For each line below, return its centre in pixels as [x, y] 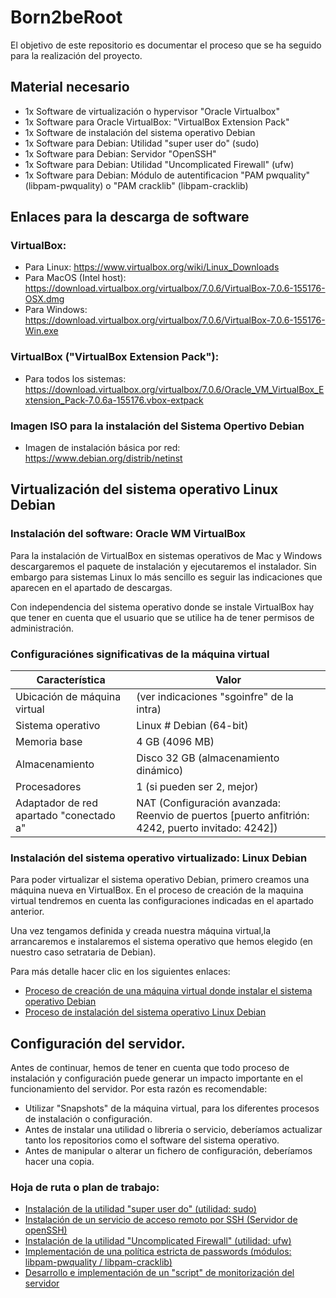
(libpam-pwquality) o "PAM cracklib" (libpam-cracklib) [136, 185]
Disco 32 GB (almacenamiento [208, 758]
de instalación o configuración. [88, 1119]
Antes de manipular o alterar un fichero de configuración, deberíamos [168, 1151]
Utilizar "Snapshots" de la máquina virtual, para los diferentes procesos [172, 1108]
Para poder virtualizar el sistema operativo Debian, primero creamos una [160, 880]
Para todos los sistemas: [75, 378]
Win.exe [41, 331]
